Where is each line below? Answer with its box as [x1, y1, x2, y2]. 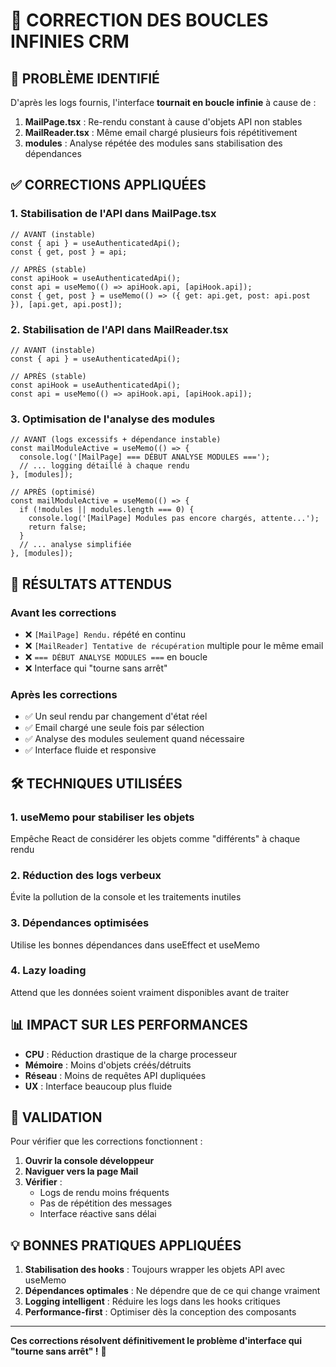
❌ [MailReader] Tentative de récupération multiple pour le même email [24, 639, 324, 651]
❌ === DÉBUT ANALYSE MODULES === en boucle [24, 650, 208, 663]
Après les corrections [10, 687, 118, 701]
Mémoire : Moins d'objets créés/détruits [24, 1059, 192, 1071]
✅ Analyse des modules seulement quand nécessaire [24, 733, 245, 745]
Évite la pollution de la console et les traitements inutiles [10, 891, 242, 903]
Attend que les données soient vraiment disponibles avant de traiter [10, 986, 290, 998]
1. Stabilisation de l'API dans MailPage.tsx [10, 207, 217, 221]
